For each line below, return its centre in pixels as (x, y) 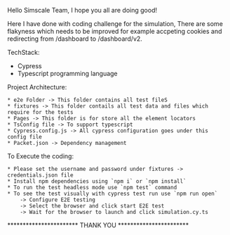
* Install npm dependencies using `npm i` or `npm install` (97, 182)
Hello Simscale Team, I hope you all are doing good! (82, 10)
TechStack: (23, 52)
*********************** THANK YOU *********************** (98, 225)
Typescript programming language (67, 74)
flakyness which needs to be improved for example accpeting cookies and (115, 31)
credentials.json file (40, 175)
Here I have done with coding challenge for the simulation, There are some (115, 24)
